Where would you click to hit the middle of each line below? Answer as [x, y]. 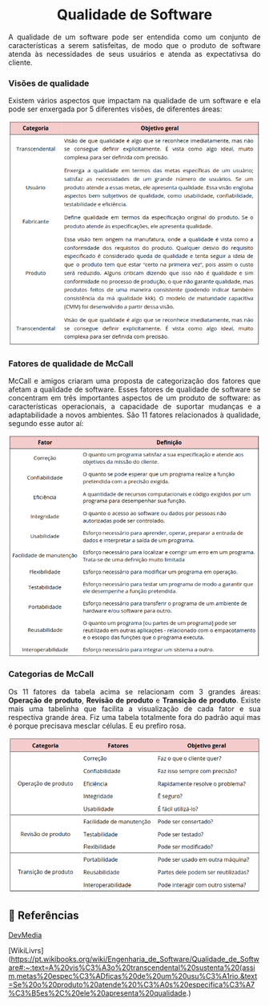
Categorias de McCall [51, 674]
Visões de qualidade [49, 83]
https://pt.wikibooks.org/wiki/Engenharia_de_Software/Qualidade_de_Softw [135, 959]
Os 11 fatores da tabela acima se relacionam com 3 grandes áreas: [134, 691]
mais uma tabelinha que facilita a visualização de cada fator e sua [134, 708]
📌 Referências [44, 916]
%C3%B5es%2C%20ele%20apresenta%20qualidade [97, 993]
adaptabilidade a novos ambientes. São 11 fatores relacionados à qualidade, [134, 415]
